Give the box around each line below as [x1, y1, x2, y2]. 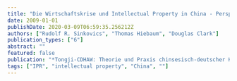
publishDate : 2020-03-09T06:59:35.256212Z [7, 23, 134, 30]
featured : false [7, 50, 55, 57]
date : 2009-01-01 [7, 17, 59, 24]
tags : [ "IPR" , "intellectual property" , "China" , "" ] [7, 63, 169, 70]
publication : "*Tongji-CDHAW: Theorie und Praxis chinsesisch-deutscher [7, 56, 226, 63]
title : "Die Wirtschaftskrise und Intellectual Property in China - [7, 10, 213, 18]
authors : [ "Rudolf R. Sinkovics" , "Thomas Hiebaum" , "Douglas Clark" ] [7, 30, 219, 37]
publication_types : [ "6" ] [7, 37, 83, 44]
